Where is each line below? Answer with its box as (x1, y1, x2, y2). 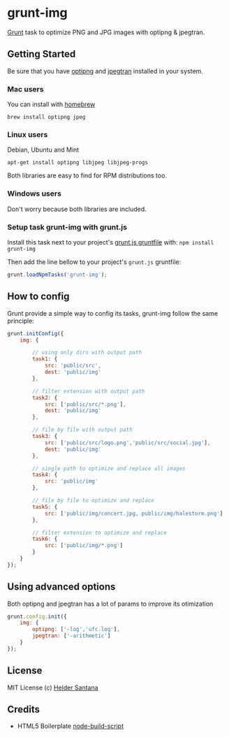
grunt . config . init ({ (7, 613, 68, 620)
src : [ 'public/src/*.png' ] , (44, 400, 127, 408)
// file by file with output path (32, 426, 133, 434)
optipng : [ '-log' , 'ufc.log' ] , (32, 626, 120, 633)
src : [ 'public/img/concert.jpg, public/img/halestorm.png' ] (44, 510, 223, 517)
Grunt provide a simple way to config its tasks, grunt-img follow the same (7, 309, 219, 317)
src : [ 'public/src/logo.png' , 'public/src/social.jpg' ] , (44, 439, 211, 446)
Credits (7, 703, 40, 715)
